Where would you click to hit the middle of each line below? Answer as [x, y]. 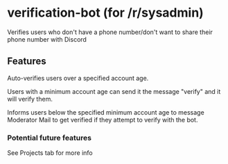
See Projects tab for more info [50, 153]
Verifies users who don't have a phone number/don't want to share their [110, 32]
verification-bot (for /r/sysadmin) [106, 13]
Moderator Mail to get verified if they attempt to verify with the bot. [103, 120]
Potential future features [50, 138]
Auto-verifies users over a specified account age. [78, 78]
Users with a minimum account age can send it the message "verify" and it [114, 91]
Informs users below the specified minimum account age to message [106, 112]
